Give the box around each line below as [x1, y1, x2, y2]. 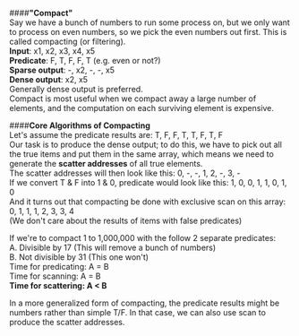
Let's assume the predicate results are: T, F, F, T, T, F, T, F [9, 130, 224, 140]
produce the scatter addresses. [9, 317, 125, 327]
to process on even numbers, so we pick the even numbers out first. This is [9, 27, 287, 37]
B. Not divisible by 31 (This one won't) [9, 252, 149, 263]
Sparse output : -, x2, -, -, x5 [9, 65, 115, 75]
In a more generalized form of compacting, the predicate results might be [9, 297, 280, 308]
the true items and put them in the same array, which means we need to [9, 149, 275, 159]
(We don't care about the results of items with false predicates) [9, 215, 243, 226]
